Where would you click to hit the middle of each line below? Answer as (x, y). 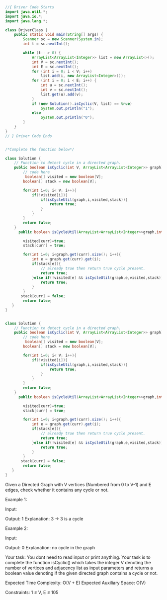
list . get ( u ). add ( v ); (62, 94)
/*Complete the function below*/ (40, 149)
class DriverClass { (27, 30)
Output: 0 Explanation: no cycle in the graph (50, 547)
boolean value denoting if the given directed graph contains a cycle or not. (82, 573)
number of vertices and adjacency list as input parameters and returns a (79, 568)
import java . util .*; (27, 12)
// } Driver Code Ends (29, 136)
